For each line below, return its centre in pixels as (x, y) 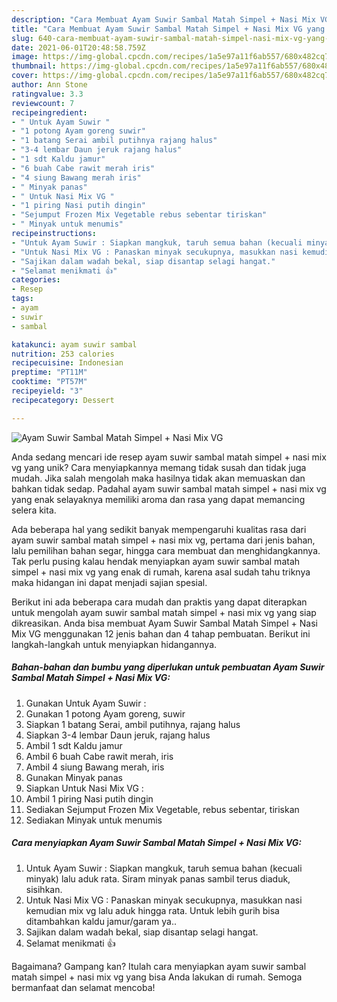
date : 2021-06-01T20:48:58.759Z (78, 47)
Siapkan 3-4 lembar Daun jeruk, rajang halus (118, 735)
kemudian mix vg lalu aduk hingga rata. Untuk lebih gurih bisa (152, 910)
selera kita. (34, 510)
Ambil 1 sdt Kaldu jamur (74, 745)
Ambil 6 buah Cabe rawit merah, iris (99, 756)
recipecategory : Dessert (63, 400)
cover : (25, 76)
